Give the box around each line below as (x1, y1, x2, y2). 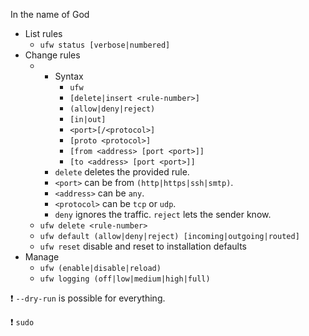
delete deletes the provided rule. (54, 166, 190, 178)
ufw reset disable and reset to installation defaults (39, 240, 247, 252)
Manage (24, 251, 60, 263)
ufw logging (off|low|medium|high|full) (39, 274, 211, 284)
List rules (24, 28, 63, 39)
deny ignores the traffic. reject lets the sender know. (54, 209, 272, 220)
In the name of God (10, 9, 90, 20)
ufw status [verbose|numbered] (39, 40, 171, 50)
